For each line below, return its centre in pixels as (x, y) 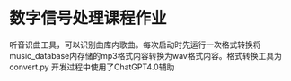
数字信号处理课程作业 (88, 18)
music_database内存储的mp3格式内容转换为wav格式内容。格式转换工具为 (146, 55)
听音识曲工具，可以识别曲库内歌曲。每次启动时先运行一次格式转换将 (135, 45)
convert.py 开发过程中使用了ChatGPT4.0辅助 (92, 67)
